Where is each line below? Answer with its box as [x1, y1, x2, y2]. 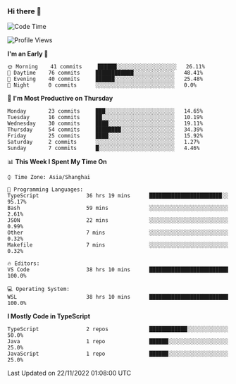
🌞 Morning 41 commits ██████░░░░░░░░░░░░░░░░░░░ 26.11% [7, 63, 206, 70]
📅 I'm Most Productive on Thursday [7, 94, 113, 103]
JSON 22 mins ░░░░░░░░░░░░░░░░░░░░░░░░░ [7, 217, 229, 224]
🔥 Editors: [7, 260, 40, 267]
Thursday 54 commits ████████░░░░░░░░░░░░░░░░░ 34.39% [7, 126, 203, 133]
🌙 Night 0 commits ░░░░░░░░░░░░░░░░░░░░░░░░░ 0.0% [7, 82, 197, 89]
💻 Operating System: [7, 285, 70, 293]
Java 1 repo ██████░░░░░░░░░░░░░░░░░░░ [7, 338, 229, 345]
